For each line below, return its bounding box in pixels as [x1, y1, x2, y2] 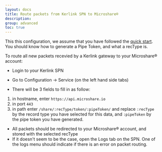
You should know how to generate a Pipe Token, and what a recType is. [5, 44, 148, 50]
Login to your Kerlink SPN [12, 68, 64, 73]
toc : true [5, 25, 25, 30]
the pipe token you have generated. [12, 117, 84, 122]
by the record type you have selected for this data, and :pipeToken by [12, 111, 152, 117]
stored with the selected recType [12, 131, 78, 137]
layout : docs [5, 7, 32, 12]
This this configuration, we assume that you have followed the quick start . [5, 38, 153, 44]
